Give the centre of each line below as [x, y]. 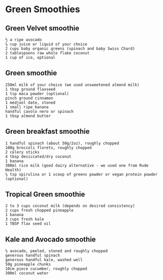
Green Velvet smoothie [42, 28]
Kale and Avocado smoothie [51, 239]
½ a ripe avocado [24, 40]
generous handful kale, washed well [44, 260]
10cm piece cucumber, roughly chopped [46, 269]
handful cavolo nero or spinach [39, 111]
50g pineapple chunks [28, 265]
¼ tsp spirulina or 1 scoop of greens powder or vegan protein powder [81, 174]
